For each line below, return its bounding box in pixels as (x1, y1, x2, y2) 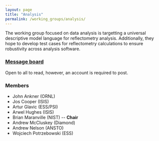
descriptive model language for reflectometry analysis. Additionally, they (5, 35, 155, 41)
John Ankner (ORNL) (12, 93, 56, 99)
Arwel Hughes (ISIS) (12, 109, 54, 115)
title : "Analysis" (5, 12, 43, 17)
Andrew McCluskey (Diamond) (12, 120, 76, 126)
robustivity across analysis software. (5, 46, 81, 52)
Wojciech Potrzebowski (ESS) (12, 130, 74, 136)
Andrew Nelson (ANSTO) (12, 125, 64, 131)
